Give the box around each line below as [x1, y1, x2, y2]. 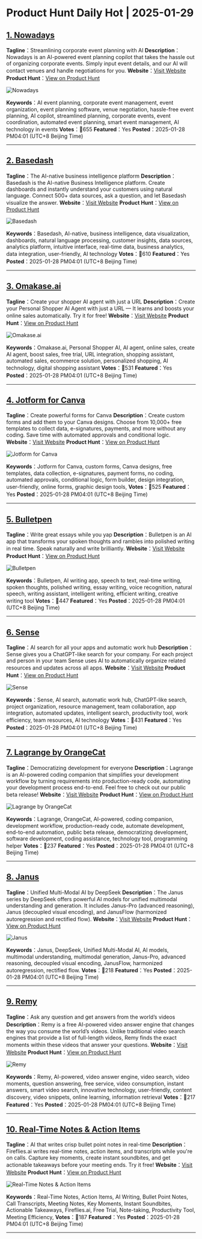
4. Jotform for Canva [6, 395, 85, 406]
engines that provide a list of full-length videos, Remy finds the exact [6, 1034, 177, 1041]
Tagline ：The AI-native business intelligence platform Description [6, 172, 171, 179]
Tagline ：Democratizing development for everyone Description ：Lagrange [6, 764, 194, 771]
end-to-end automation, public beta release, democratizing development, [6, 828, 188, 836]
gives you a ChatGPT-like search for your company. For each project [23, 651, 193, 658]
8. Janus [6, 872, 39, 882]
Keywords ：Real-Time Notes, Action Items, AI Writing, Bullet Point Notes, [6, 1193, 188, 1200]
